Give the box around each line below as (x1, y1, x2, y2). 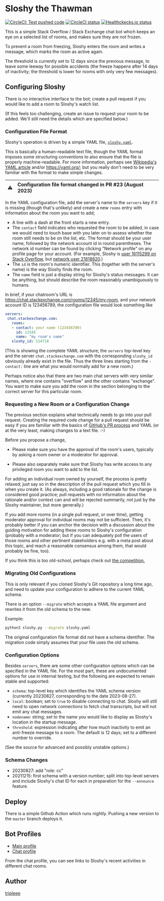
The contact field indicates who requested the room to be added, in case (12, 225, 159, 231)
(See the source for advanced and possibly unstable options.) (5, 744, 129, 750)
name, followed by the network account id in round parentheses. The (12, 240, 151, 246)
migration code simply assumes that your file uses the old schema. (5, 639, 140, 645)
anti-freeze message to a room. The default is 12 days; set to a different (12, 729, 156, 735)
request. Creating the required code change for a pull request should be (5, 417, 150, 423)
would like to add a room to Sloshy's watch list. (5, 101, 100, 107)
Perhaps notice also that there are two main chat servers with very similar (5, 373, 153, 379)
